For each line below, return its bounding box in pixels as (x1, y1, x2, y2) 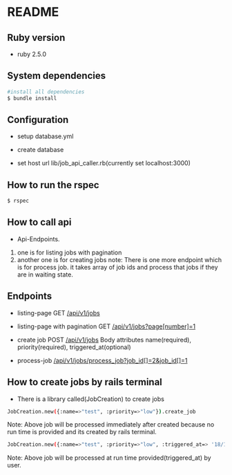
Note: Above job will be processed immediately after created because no (7, 420, 215, 429)
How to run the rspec (7, 179, 99, 191)
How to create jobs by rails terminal (7, 376, 162, 388)
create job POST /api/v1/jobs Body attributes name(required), (17, 335, 192, 344)
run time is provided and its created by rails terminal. (7, 428, 157, 436)
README (7, 4, 59, 20)
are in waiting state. (17, 270, 74, 279)
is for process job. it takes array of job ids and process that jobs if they (17, 263, 219, 271)
